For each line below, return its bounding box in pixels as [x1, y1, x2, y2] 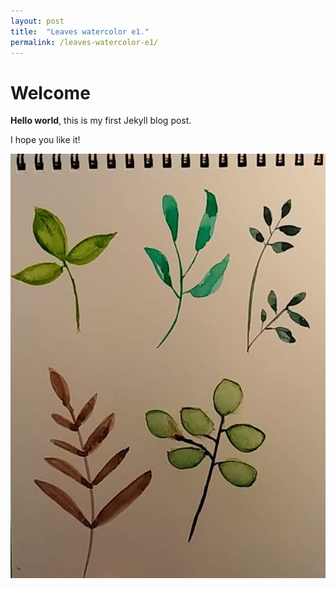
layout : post [10, 16, 65, 26]
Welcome [10, 81, 91, 104]
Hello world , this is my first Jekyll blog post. [10, 115, 192, 127]
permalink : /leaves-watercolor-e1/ [10, 37, 159, 47]
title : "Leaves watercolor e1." [10, 26, 150, 37]
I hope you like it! [10, 134, 81, 146]
